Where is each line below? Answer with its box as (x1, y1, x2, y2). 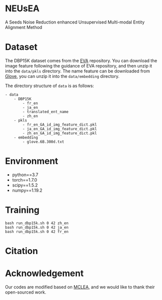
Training (5, 205, 40, 215)
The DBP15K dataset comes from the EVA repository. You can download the (5, 57, 158, 64)
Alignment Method (5, 24, 42, 30)
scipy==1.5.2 (12, 182, 38, 188)
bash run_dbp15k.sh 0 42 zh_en (5, 221, 69, 226)
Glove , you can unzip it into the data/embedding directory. (5, 73, 120, 79)
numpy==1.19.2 (12, 187, 42, 193)
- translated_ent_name (22, 109, 69, 114)
